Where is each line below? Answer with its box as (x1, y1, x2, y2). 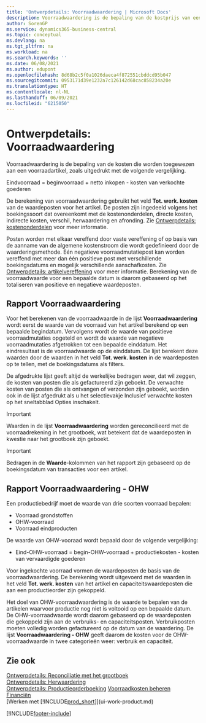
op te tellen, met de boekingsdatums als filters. (6, 361, 125, 368)
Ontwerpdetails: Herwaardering (6, 678, 86, 686)
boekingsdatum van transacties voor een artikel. (6, 466, 128, 473)
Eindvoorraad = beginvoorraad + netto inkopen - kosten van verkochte (6, 179, 185, 186)
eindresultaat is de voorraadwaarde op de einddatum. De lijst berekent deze (6, 348, 198, 355)
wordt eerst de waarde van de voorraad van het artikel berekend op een (6, 321, 188, 329)
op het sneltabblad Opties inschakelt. (6, 399, 101, 406)
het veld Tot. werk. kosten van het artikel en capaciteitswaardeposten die (6, 580, 193, 587)
